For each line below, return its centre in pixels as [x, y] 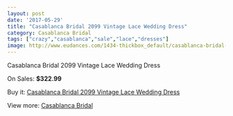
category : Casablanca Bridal [49, 33]
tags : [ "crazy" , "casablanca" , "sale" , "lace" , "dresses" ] [88, 39]
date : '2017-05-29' [35, 20]
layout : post [26, 13]
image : [17, 46]
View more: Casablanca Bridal [50, 105]
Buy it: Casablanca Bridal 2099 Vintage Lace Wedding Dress [94, 92]
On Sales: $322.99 [35, 79]
